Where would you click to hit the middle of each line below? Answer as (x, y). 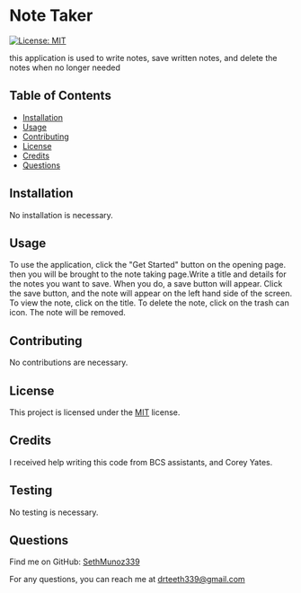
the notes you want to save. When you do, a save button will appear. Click (146, 284)
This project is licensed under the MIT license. (95, 412)
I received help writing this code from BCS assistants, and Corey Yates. (141, 462)
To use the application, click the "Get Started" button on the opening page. (147, 265)
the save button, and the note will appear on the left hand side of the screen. (151, 294)
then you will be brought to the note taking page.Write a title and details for (148, 274)
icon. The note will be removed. (67, 313)
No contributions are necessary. (69, 363)
